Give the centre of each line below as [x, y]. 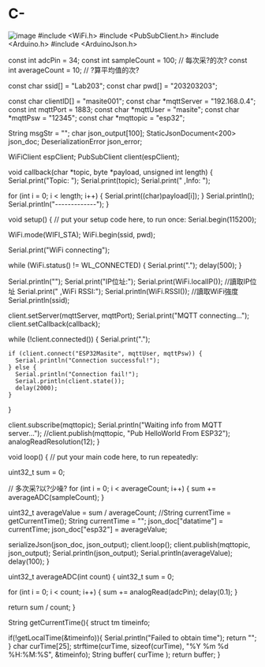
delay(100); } [29, 561]
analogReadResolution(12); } [54, 442]
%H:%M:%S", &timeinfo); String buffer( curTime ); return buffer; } [114, 654]
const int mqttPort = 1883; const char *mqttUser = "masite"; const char [124, 109]
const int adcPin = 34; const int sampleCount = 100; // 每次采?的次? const [128, 60]
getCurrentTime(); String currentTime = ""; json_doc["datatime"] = [116, 520]
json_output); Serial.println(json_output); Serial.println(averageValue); [120, 553]
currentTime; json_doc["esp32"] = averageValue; [88, 529]
